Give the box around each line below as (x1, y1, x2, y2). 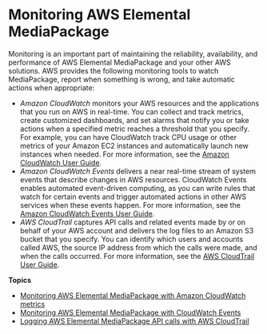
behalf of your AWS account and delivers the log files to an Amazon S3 (19, 225, 254, 235)
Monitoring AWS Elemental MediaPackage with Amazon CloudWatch (19, 290, 246, 300)
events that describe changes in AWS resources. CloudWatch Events (19, 174, 247, 185)
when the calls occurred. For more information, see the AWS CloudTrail (19, 251, 255, 260)
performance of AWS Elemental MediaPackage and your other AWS (8, 58, 232, 67)
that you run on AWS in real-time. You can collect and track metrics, (19, 106, 244, 117)
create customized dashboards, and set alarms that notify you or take (19, 115, 249, 125)
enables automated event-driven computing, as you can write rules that (19, 183, 256, 193)
